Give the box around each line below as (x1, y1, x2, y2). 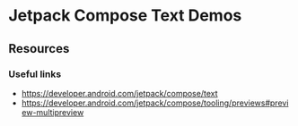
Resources (8, 41, 70, 56)
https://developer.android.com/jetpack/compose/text (21, 88, 218, 98)
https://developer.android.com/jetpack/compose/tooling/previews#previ (21, 97, 289, 108)
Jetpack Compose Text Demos (8, 5, 242, 26)
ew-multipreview (21, 106, 84, 117)
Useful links (8, 68, 62, 80)
